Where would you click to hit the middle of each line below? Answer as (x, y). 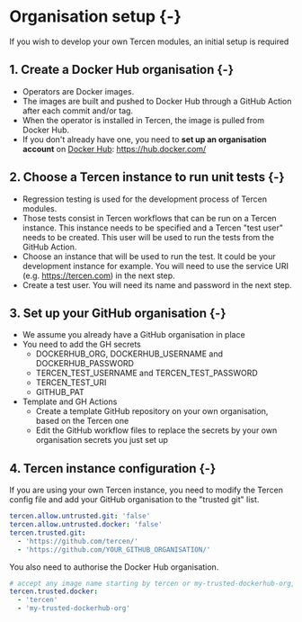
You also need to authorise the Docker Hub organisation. (114, 567)
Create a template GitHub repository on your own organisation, (152, 411)
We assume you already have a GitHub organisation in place (133, 335)
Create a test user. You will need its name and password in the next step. (157, 284)
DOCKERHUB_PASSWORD (85, 364)
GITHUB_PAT (60, 392)
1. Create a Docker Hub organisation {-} (122, 70)
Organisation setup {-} (95, 17)
